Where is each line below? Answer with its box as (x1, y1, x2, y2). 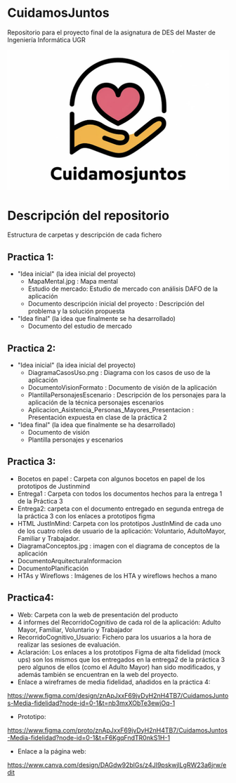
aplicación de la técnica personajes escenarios (27, 398, 164, 407)
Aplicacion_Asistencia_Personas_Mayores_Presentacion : (27, 405, 195, 414)
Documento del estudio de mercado (27, 322, 132, 331)
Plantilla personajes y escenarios (27, 435, 124, 444)
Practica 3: (7, 456, 56, 468)
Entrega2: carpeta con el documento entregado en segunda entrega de (17, 504, 225, 513)
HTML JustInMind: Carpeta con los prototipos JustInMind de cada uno (17, 519, 222, 527)
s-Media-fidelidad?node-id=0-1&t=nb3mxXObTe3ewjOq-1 (7, 699, 176, 707)
